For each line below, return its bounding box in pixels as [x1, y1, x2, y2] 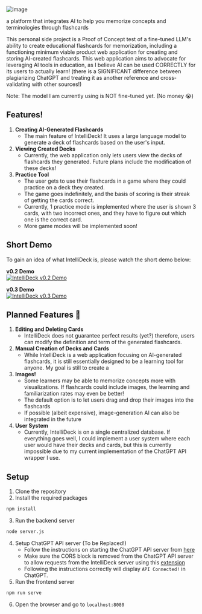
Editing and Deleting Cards [14, 325, 84, 333]
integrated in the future [24, 416, 81, 423]
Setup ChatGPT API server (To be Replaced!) [14, 540, 127, 547]
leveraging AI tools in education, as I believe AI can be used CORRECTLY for [6, 61, 196, 68]
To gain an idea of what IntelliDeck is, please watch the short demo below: [6, 256, 191, 263]
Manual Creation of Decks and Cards [14, 345, 110, 352]
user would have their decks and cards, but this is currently [24, 442, 172, 449]
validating [6, 80, 31, 88]
